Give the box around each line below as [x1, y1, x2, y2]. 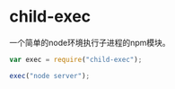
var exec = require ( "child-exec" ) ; [9, 55, 143, 64]
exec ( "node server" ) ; [9, 71, 91, 80]
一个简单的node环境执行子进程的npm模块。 [9, 37, 171, 48]
